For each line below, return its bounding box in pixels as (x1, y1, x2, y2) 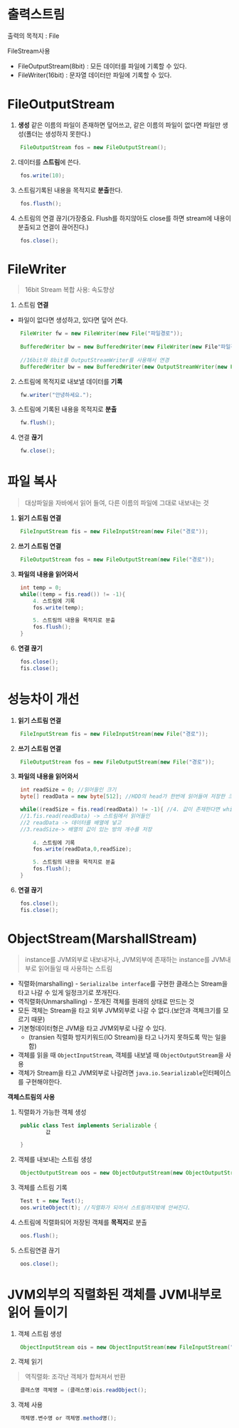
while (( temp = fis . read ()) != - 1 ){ (20, 590, 126, 598)
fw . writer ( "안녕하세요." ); (20, 391, 92, 398)
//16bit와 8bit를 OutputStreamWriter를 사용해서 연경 (20, 356, 169, 364)
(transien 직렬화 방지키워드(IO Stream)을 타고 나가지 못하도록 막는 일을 (28, 1033, 227, 1041)
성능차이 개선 (7, 691, 80, 707)
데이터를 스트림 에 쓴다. (17, 158, 81, 166)
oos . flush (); (20, 1232, 59, 1239)
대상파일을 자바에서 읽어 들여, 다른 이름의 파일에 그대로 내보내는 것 (24, 499, 209, 507)
